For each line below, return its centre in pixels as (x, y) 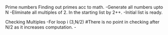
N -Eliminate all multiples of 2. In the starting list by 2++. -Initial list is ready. (84, 12)
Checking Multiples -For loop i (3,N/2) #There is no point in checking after (82, 22)
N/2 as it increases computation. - (41, 27)
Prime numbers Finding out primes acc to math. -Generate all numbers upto (84, 7)
